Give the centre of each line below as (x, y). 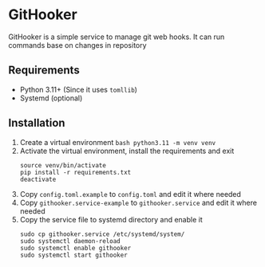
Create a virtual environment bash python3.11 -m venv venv (118, 142)
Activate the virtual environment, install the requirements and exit (127, 151)
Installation (37, 123)
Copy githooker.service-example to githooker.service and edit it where (138, 202)
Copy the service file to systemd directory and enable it (111, 219)
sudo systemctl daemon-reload (70, 241)
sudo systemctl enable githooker (75, 248)
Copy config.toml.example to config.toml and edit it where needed (131, 194)
